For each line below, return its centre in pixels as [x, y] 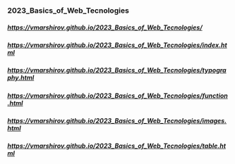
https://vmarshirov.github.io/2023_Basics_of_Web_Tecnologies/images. [117, 121]
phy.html [21, 78]
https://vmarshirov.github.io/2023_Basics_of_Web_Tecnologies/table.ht [117, 146]
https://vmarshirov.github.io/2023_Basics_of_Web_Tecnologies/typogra [117, 70]
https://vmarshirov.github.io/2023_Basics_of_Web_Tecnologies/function [117, 95]
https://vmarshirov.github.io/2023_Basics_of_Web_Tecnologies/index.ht [117, 45]
